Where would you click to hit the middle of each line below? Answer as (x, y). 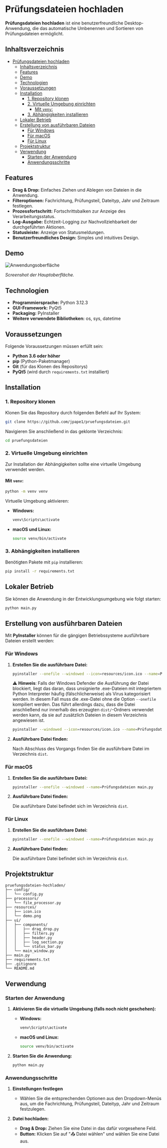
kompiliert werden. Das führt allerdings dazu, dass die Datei (74, 704)
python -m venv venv (27, 491)
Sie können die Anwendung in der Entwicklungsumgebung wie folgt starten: (83, 599)
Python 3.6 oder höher (36, 356)
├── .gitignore (21, 964)
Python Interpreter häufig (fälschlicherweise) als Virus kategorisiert (81, 694)
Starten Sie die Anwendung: (42, 1056)
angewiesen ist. (28, 720)
